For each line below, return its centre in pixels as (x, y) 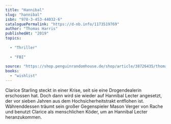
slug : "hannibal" (24, 15)
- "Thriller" (24, 48)
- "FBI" (18, 57)
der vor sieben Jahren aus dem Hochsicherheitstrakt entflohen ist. (75, 101)
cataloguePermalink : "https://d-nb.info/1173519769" (62, 24)
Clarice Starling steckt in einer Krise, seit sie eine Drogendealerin (73, 90)
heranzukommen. (24, 117)
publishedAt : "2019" (27, 33)
